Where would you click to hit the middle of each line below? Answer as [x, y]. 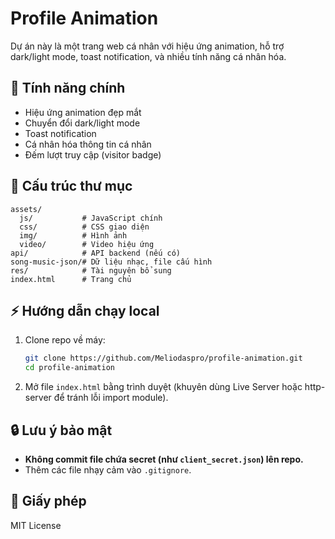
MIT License [36, 525]
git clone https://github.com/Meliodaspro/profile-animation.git [163, 358]
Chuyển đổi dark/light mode [82, 123]
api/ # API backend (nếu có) [96, 253]
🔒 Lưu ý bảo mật [61, 430]
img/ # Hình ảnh [73, 235]
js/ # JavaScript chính [91, 218]
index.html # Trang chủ [71, 279]
